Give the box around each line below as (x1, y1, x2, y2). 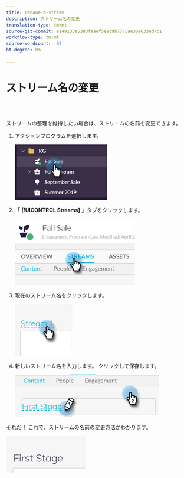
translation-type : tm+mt (6, 22, 67, 28)
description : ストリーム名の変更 (6, 15, 80, 22)
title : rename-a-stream (6, 9, 65, 15)
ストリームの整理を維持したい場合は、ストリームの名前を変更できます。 (6, 119, 181, 126)
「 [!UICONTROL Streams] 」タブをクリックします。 (14, 206, 143, 213)
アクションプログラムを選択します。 (14, 132, 102, 139)
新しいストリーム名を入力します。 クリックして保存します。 (14, 362, 160, 369)
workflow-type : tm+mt (6, 34, 60, 41)
